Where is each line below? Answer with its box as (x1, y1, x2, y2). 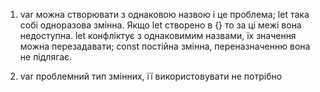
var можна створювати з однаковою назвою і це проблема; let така (19, 9, 310, 20)
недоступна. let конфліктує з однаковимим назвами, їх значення (19, 30, 297, 41)
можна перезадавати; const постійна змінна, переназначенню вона (19, 40, 311, 52)
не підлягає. (19, 51, 73, 63)
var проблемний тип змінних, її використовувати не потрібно (19, 70, 283, 82)
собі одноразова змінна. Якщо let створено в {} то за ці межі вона (19, 19, 302, 31)
